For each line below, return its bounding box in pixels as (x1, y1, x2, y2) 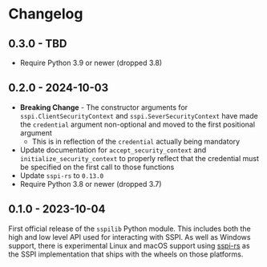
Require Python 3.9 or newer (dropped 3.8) (19, 58, 163, 67)
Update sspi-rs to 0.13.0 (19, 170, 104, 180)
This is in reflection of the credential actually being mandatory (31, 136, 241, 146)
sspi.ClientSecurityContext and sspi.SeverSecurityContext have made (19, 111, 258, 120)
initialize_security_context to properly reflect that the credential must (19, 153, 259, 163)
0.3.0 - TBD (8, 37, 67, 51)
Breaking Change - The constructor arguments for (19, 102, 188, 112)
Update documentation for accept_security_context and (19, 145, 207, 155)
